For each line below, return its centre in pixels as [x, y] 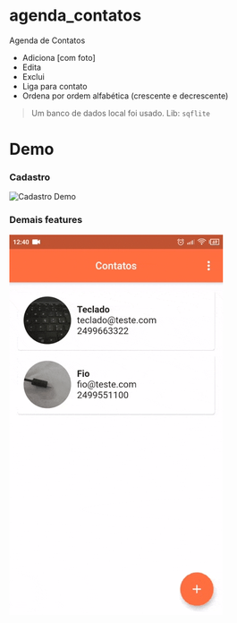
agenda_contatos [75, 16]
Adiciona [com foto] [59, 57]
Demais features [46, 220]
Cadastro [30, 177]
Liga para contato [55, 86]
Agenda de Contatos [47, 40]
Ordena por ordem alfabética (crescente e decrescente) [125, 96]
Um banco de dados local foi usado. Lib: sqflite [121, 113]
